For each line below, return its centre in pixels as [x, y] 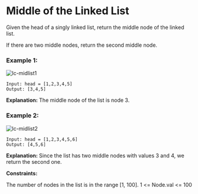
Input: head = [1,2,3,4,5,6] [42, 139]
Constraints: [22, 173]
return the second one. [34, 161]
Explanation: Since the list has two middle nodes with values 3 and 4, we [95, 156]
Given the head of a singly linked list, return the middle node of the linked [95, 27]
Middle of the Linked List [68, 11]
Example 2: [22, 115]
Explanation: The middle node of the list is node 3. [68, 100]
